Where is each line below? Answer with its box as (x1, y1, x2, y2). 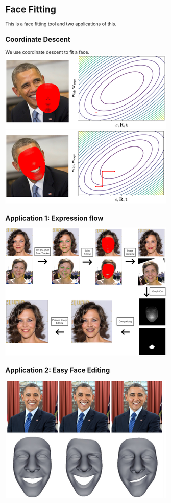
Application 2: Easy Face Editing (5, 366, 110, 374)
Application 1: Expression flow (5, 214, 104, 222)
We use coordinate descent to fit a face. (5, 49, 90, 55)
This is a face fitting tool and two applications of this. (5, 20, 116, 27)
